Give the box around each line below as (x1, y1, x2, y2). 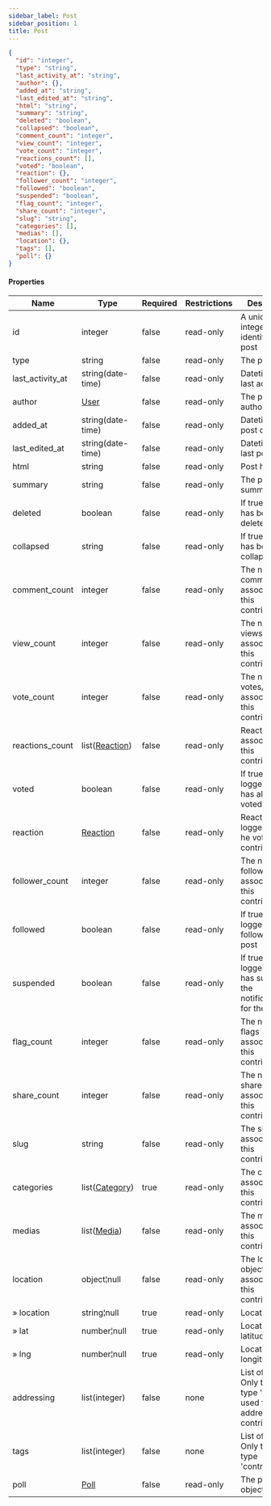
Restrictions (185, 297, 233, 308)
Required (141, 297, 177, 308)
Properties (8, 277, 45, 287)
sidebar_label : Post (8, 11, 78, 20)
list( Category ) (81, 1182, 135, 1193)
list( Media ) (81, 1225, 123, 1236)
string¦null (81, 1307, 119, 1318)
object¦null (81, 1273, 121, 1284)
